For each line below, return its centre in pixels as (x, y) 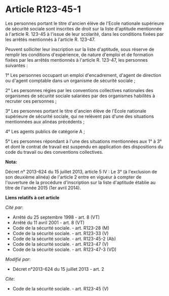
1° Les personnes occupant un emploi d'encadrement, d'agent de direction (83, 75)
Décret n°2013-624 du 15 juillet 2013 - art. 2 (58, 269)
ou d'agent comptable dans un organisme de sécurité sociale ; (70, 80)
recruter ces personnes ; (31, 101)
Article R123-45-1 (43, 9)
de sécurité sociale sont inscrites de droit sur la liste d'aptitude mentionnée (83, 28)
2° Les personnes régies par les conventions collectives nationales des (79, 90)
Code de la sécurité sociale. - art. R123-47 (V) (60, 244)
